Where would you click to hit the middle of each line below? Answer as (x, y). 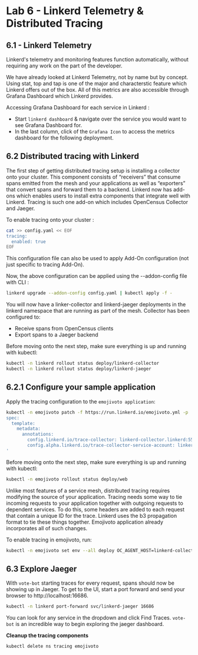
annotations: (38, 434)
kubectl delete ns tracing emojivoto (52, 646)
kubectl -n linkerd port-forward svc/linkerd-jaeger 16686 (80, 607)
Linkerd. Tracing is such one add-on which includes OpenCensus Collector (97, 202)
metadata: (29, 429)
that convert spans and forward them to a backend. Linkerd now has (89, 189)
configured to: (23, 317)
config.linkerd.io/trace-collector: (72, 440)
